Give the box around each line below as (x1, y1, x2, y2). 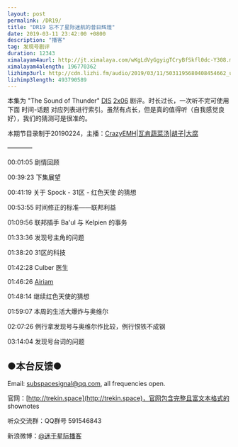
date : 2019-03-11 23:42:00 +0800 (7, 30, 106, 38)
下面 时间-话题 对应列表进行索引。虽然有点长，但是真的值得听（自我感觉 (7, 106, 219, 114)
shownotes (7, 402, 40, 411)
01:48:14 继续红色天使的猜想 (7, 292, 90, 301)
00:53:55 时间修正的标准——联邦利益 (7, 203, 117, 212)
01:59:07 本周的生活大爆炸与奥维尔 (7, 307, 108, 316)
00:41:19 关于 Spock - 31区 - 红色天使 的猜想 (7, 188, 137, 197)
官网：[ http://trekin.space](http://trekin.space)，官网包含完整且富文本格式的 (7, 394, 230, 402)
